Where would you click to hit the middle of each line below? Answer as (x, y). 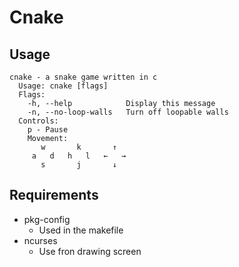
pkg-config (47, 219)
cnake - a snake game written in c (83, 77)
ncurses (40, 240)
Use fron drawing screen (90, 251)
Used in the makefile (81, 230)
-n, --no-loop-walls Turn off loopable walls (128, 112)
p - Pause (48, 130)
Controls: (38, 121)
